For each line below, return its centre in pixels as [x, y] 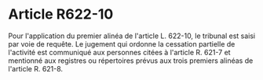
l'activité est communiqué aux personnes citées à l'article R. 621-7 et [119, 52]
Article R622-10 [61, 14]
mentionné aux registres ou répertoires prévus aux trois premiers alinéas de [131, 61]
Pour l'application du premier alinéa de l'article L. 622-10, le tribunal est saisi [132, 36]
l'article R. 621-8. [36, 68]
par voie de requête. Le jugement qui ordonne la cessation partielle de [122, 43]
